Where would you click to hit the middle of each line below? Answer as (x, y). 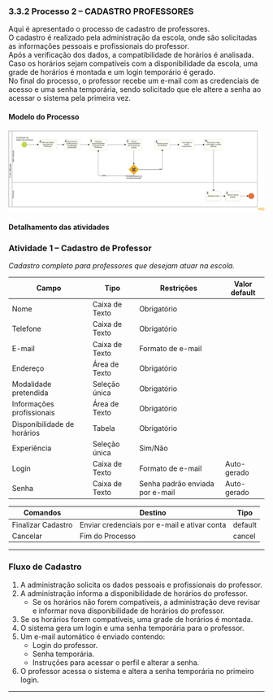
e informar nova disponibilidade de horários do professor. (128, 611)
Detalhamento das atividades (59, 227)
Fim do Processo (108, 536)
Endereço (28, 368)
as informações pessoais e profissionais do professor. (99, 46)
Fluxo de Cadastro (45, 567)
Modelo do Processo (44, 116)
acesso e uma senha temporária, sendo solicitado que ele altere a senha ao (135, 89)
